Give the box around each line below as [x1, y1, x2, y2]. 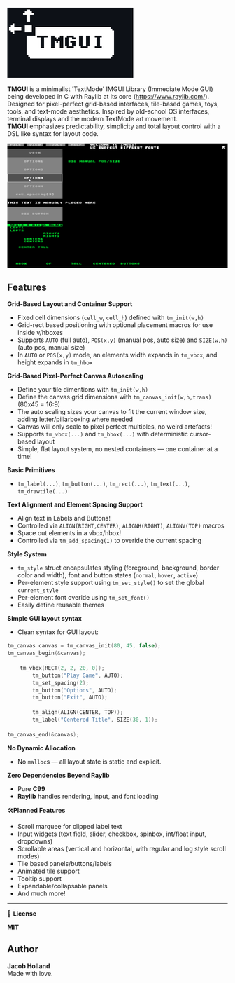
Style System [7, 550, 48, 558]
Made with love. [7, 969, 54, 977]
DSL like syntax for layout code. [7, 130, 99, 137]
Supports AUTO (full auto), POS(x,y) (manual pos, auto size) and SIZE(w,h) [17, 336, 228, 344]
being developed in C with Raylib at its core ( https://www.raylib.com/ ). [7, 92, 210, 100]
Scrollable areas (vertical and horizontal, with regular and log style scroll [17, 844, 226, 853]
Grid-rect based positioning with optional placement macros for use [17, 321, 213, 329]
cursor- [190, 430, 211, 439]
